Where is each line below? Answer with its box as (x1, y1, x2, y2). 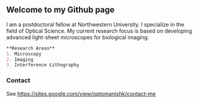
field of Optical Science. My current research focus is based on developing (6, 27, 193, 34)
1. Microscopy (6, 51, 42, 57)
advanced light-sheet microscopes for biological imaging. (6, 33, 149, 41)
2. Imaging (6, 57, 34, 63)
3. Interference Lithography (6, 62, 79, 68)
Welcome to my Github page (6, 5, 115, 15)
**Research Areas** (6, 45, 55, 51)
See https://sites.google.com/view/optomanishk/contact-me (6, 90, 156, 97)
